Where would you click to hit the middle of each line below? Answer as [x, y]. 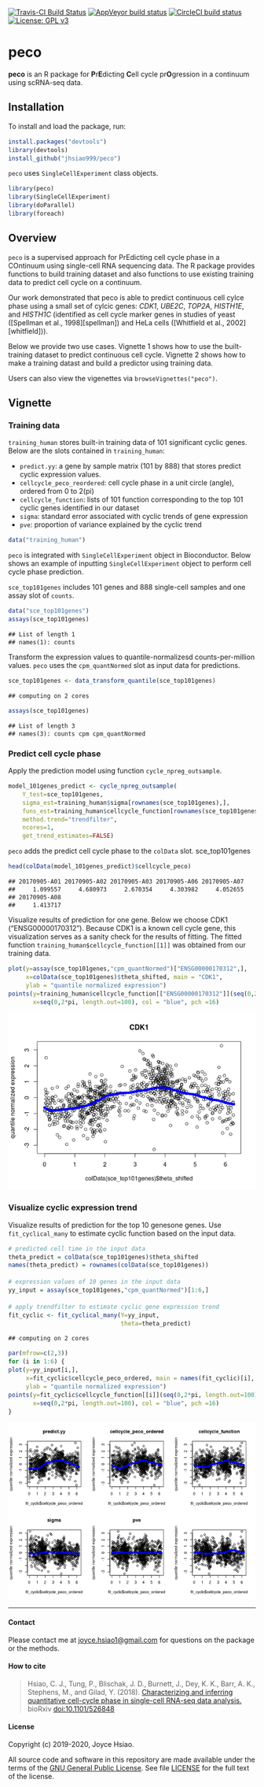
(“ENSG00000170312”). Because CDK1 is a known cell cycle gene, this [122, 929]
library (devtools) [38, 150]
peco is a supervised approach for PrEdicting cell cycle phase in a [114, 257]
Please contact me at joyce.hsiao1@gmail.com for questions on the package [132, 1640]
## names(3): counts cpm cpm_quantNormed [77, 734]
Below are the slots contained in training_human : [86, 451]
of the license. [31, 1777]
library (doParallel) [42, 206]
